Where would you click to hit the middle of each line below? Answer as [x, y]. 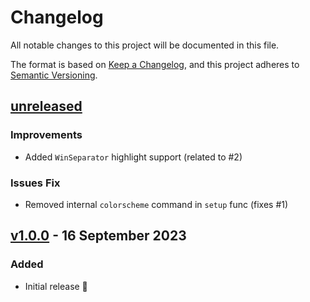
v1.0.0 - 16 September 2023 [98, 236]
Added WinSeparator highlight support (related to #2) [133, 157]
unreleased [46, 106]
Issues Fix [35, 183]
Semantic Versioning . [54, 75]
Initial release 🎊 [56, 286]
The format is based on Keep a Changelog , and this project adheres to [155, 64]
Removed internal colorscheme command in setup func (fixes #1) [156, 204]
